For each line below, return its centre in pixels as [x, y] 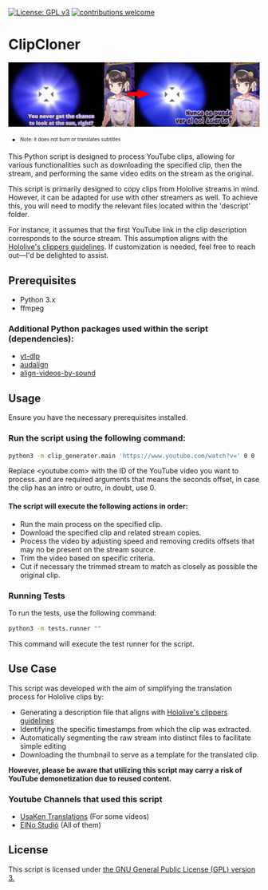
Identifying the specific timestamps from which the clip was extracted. [135, 729]
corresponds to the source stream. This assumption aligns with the [118, 239]
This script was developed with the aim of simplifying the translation [120, 688]
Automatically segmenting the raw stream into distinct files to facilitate [135, 738]
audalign [34, 365]
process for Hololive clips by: [56, 696]
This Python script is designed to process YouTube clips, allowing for [122, 156]
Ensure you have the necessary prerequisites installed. [98, 417]
